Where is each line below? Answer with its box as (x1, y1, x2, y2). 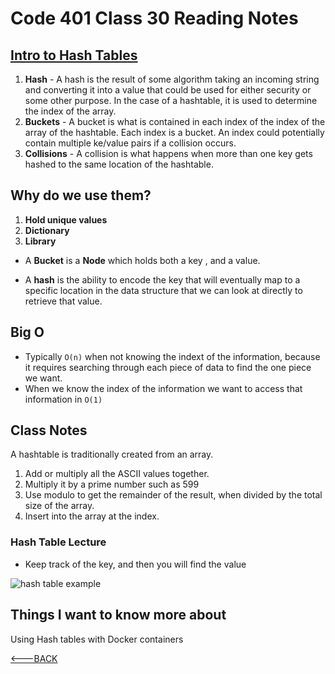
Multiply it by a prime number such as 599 (24, 478, 200, 491)
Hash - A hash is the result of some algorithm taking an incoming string (24, 73, 320, 85)
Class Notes (10, 422, 88, 439)
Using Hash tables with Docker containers (10, 633, 184, 645)
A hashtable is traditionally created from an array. (10, 448, 214, 461)
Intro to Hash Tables (10, 47, 138, 64)
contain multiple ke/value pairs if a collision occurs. (24, 137, 237, 149)
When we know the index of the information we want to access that (24, 382, 303, 394)
